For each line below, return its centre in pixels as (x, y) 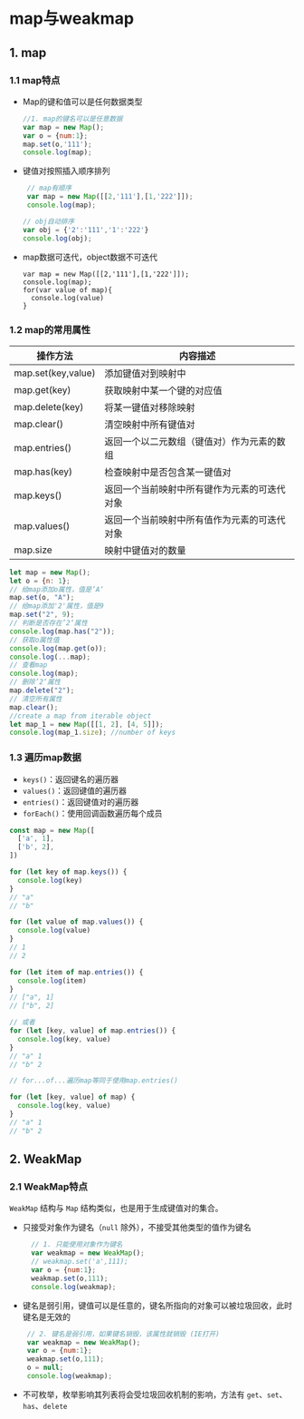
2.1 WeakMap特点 (49, 1187)
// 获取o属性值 (35, 640)
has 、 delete (45, 1405)
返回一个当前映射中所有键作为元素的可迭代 (195, 489)
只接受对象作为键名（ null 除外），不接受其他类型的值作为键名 (137, 1228)
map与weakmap (71, 19)
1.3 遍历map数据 (45, 758)
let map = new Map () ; (50, 572)
